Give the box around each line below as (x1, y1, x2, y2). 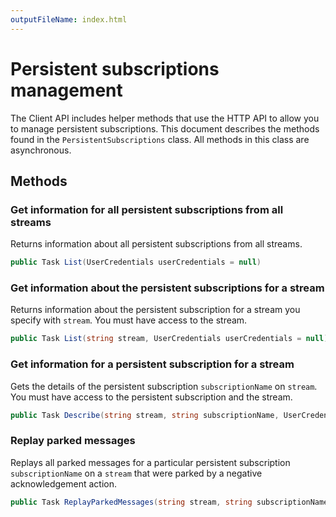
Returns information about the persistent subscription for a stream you (10, 304, 301, 316)
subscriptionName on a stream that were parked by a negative (10, 467, 263, 479)
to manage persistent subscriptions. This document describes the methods (10, 122, 320, 135)
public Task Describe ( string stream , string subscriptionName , (10, 410, 280, 420)
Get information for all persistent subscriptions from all (10, 202, 284, 216)
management (10, 79, 123, 101)
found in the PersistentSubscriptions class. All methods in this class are (10, 133, 310, 145)
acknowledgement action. (10, 477, 118, 490)
